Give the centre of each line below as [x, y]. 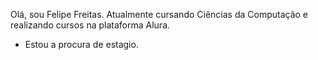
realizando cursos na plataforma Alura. [90, 25]
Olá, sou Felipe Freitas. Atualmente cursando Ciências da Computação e [159, 14]
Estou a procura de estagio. [81, 44]
